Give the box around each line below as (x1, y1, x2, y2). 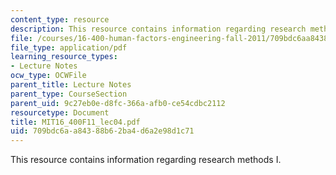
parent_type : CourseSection (10, 89, 128, 99)
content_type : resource (10, 14, 110, 25)
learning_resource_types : (10, 52, 118, 62)
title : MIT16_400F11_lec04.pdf (10, 117, 141, 127)
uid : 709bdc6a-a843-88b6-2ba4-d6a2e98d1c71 (10, 126, 195, 136)
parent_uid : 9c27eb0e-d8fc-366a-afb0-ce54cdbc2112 (10, 98, 226, 108)
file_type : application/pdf (10, 42, 128, 53)
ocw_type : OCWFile (10, 71, 87, 81)
